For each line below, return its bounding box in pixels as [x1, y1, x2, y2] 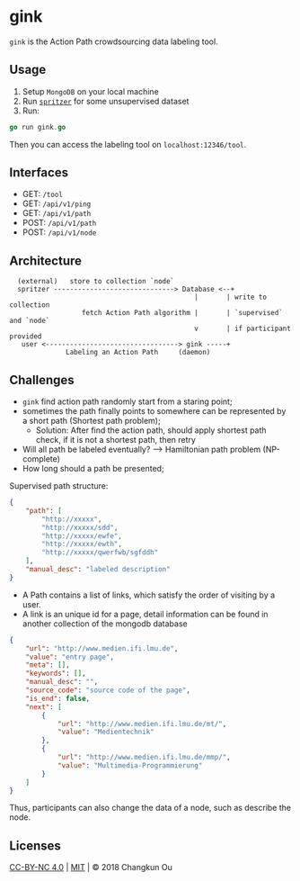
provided [9, 332, 42, 341]
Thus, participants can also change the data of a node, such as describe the [9, 803, 292, 814]
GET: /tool [22, 189, 63, 200]
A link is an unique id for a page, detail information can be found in [22, 608, 269, 619]
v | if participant [194, 324, 292, 334]
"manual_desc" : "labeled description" [25, 565, 171, 574]
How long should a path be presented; [22, 463, 164, 474]
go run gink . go [9, 122, 66, 131]
